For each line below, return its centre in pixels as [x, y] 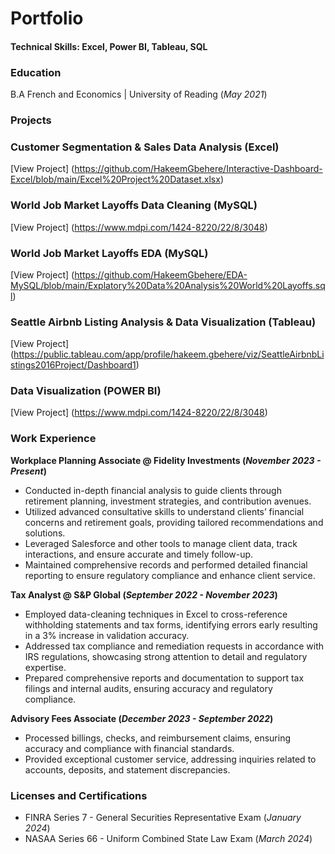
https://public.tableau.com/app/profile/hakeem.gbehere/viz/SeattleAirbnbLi [169, 354]
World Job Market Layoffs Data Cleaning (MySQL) [134, 205]
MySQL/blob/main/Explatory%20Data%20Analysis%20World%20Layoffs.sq [168, 285]
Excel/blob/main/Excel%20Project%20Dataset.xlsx [115, 179]
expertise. [45, 667]
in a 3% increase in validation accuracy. [107, 635]
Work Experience [53, 439]
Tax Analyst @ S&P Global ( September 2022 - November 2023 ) [144, 594]
